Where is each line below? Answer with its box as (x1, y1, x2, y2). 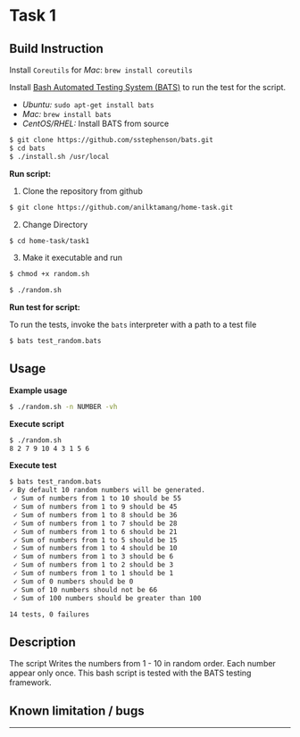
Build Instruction (9, 41, 104, 56)
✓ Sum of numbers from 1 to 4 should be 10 (12, 544, 178, 553)
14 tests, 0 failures (9, 609, 90, 619)
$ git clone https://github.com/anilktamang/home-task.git (9, 203, 234, 212)
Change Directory (21, 219, 88, 230)
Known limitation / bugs (9, 703, 145, 718)
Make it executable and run (21, 252, 123, 264)
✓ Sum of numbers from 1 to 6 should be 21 (12, 527, 178, 536)
